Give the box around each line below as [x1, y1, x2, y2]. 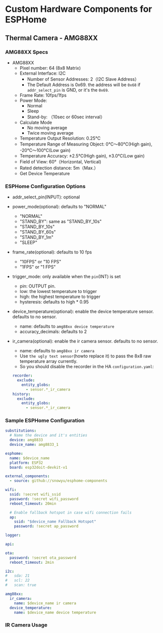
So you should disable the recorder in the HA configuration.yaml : [19, 364, 154, 370]
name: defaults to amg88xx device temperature [19, 323, 115, 330]
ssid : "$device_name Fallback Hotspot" [14, 519, 97, 524]
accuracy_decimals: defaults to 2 [19, 329, 87, 335]
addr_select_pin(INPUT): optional [12, 194, 80, 200]
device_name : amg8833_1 [9, 442, 58, 447]
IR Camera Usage [5, 622, 48, 629]
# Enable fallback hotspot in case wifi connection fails [9, 510, 132, 515]
